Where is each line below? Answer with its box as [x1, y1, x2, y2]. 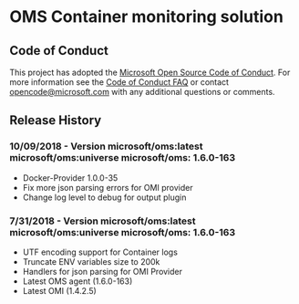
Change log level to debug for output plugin [22, 192, 187, 203]
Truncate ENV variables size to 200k [22, 256, 160, 267]
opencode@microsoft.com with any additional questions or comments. [9, 87, 275, 97]
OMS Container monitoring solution [9, 6, 284, 27]
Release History [9, 112, 102, 129]
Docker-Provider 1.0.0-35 [22, 172, 119, 183]
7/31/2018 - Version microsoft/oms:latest [9, 215, 196, 227]
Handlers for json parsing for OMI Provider [22, 266, 183, 277]
